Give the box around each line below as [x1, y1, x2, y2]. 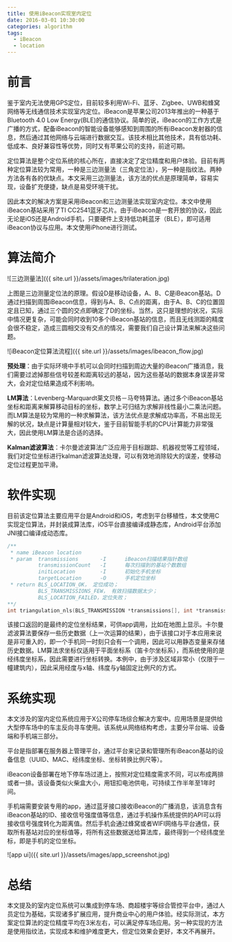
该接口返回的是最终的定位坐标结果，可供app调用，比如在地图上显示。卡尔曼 [7, 621, 224, 629]
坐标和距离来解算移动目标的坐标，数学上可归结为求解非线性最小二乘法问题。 [7, 402, 225, 411]
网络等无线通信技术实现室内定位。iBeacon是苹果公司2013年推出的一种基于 [7, 107, 220, 115]
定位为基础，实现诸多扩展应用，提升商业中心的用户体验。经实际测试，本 [12, 910, 219, 918]
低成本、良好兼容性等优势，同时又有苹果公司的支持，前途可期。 [7, 141, 188, 150]
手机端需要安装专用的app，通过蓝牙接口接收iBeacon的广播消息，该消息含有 [7, 802, 223, 810]
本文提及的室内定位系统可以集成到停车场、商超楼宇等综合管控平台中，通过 [7, 901, 219, 909]
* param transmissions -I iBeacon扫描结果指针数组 [10, 556, 188, 562]
